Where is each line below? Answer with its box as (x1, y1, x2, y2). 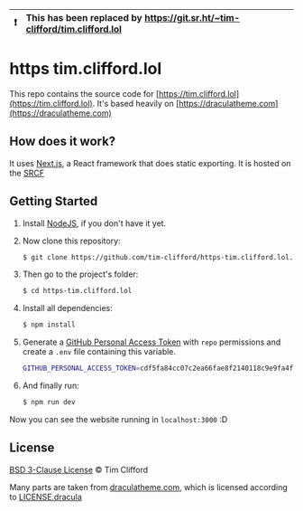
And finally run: (22, 380, 79, 392)
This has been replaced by (25, 12, 142, 24)
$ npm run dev (22, 398, 76, 407)
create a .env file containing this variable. (22, 346, 177, 357)
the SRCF (9, 167, 45, 178)
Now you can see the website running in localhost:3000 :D (9, 413, 228, 424)
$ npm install (22, 320, 76, 329)
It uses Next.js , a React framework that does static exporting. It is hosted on (9, 157, 291, 168)
